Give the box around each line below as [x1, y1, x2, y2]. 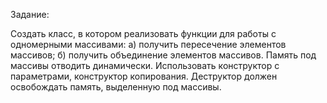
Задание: [10, 9, 50, 20]
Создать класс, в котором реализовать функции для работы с [10, 28, 277, 39]
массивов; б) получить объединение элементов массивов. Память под [10, 49, 317, 61]
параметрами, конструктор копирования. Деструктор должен [10, 70, 278, 82]
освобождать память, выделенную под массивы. [10, 81, 222, 93]
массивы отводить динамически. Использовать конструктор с [10, 60, 280, 71]
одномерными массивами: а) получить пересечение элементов [10, 39, 287, 50]
